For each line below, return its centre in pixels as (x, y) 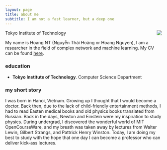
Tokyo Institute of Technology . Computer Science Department (77, 77)
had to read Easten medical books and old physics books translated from (80, 111)
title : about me (22, 14)
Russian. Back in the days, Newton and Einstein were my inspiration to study (83, 116)
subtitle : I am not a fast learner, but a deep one (60, 19)
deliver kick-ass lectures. (31, 143)
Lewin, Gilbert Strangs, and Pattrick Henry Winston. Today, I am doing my (80, 132)
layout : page (19, 10)
